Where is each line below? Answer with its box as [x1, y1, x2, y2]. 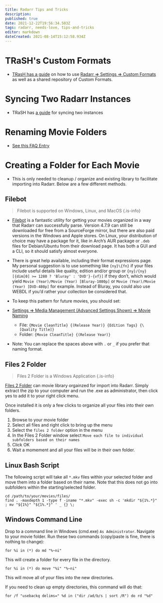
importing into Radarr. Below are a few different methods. [12, 181, 127, 187]
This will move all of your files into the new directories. [5, 574, 114, 580]
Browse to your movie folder [12, 417, 69, 423]
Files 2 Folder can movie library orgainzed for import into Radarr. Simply [5, 383, 149, 389]
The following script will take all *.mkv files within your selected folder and [5, 474, 153, 480]
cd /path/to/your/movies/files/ [5, 494, 70, 499]
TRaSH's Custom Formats [5, 55, 112, 66]
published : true [5, 16, 38, 21]
